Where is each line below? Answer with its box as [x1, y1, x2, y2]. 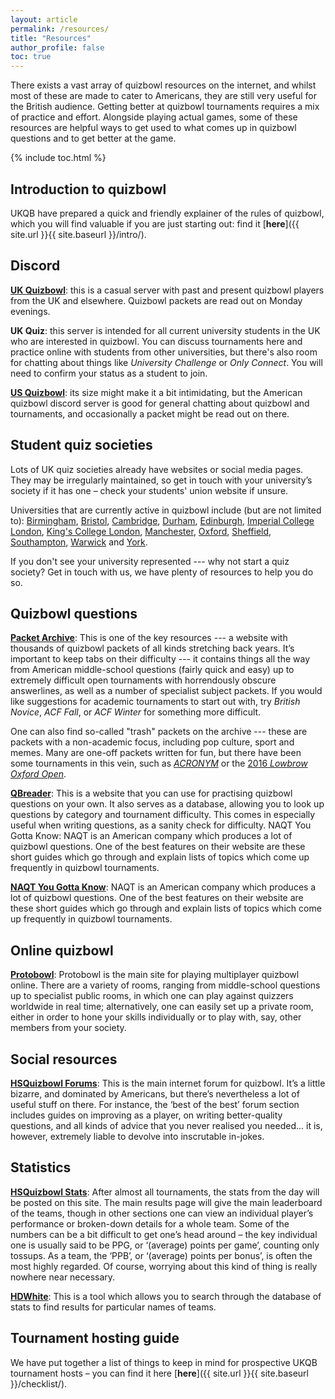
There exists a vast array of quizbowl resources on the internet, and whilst [10, 79, 317, 91]
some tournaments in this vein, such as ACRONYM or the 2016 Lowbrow [10, 757, 308, 770]
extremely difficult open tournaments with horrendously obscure [10, 674, 277, 686]
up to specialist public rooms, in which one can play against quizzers [10, 990, 294, 1002]
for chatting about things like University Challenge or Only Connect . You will [10, 356, 323, 368]
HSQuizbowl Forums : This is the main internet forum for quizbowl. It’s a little [10, 1077, 326, 1089]
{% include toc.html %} [10, 152, 107, 164]
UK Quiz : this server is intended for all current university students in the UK [10, 324, 321, 336]
